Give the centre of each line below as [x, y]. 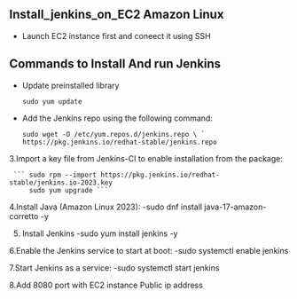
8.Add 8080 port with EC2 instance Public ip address [106, 285]
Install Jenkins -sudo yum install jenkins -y [100, 233]
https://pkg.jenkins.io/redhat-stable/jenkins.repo [119, 142]
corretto [24, 216]
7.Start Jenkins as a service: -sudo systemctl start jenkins [114, 268]
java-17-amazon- [235, 207]
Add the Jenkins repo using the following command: [117, 118]
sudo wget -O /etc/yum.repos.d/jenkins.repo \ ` [113, 134]
